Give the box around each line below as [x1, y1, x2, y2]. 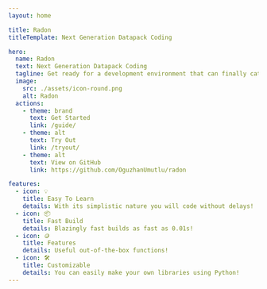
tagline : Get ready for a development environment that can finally [15, 70, 247, 78]
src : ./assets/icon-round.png [22, 84, 123, 92]
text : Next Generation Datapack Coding [15, 63, 148, 71]
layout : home [8, 11, 52, 20]
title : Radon [8, 25, 52, 34]
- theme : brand [22, 106, 73, 115]
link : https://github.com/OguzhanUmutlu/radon [29, 166, 187, 174]
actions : [15, 99, 44, 107]
